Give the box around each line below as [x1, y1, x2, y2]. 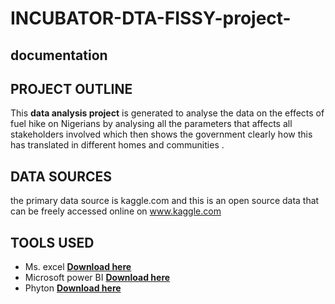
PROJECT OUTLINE [10, 80, 133, 97]
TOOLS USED [10, 234, 95, 251]
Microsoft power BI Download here [24, 272, 171, 284]
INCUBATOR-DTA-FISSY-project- [10, 7, 292, 30]
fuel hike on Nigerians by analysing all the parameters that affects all [10, 118, 293, 130]
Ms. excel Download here [24, 261, 132, 273]
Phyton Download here [24, 282, 122, 294]
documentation [10, 47, 108, 64]
